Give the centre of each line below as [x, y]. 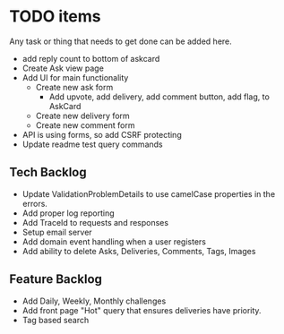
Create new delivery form [82, 116]
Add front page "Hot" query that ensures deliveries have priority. [142, 310]
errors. [34, 203]
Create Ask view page [63, 68]
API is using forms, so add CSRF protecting [102, 134]
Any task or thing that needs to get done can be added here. [121, 41]
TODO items [55, 17]
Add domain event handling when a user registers [114, 241]
